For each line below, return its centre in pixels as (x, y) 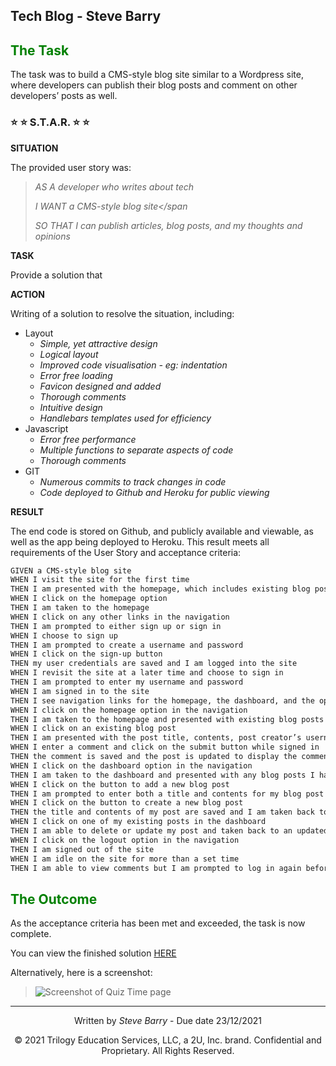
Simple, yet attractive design (98, 343)
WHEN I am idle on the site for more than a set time (125, 859)
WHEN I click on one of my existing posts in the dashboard (138, 822)
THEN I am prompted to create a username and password (127, 645)
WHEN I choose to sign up (64, 635)
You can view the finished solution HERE (93, 953)
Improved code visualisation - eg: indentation (133, 365)
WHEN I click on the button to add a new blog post (120, 784)
